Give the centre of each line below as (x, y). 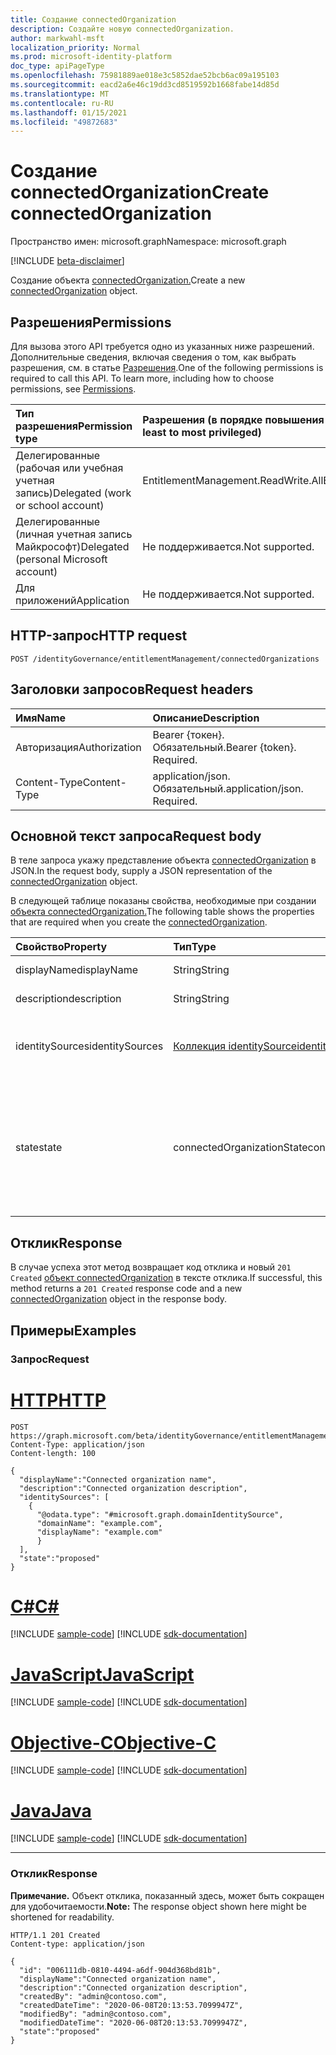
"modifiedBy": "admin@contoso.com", (95, 2014)
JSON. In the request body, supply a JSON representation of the (141, 871)
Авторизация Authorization (78, 747)
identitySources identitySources (89, 1046)
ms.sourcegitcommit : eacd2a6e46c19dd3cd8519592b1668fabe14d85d (145, 85)
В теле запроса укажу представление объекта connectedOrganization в (163, 860)
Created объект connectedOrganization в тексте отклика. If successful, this (166, 1278)
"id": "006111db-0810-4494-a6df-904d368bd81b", (120, 1970)
